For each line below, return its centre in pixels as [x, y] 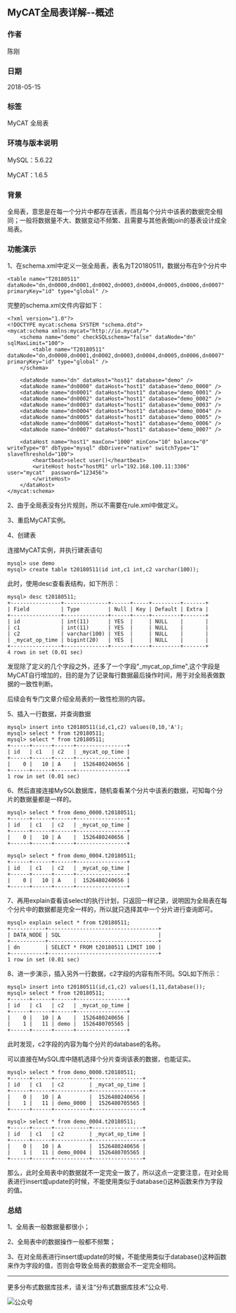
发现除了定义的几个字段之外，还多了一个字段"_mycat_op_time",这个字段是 [114, 666]
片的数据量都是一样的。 [41, 799]
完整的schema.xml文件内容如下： [55, 306]
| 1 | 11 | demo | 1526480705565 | [69, 1024]
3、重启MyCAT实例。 [38, 521]
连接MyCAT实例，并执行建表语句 [55, 550]
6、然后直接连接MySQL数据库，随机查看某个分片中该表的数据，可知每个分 [115, 790]
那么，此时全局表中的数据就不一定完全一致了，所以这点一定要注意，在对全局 [118, 1173]
